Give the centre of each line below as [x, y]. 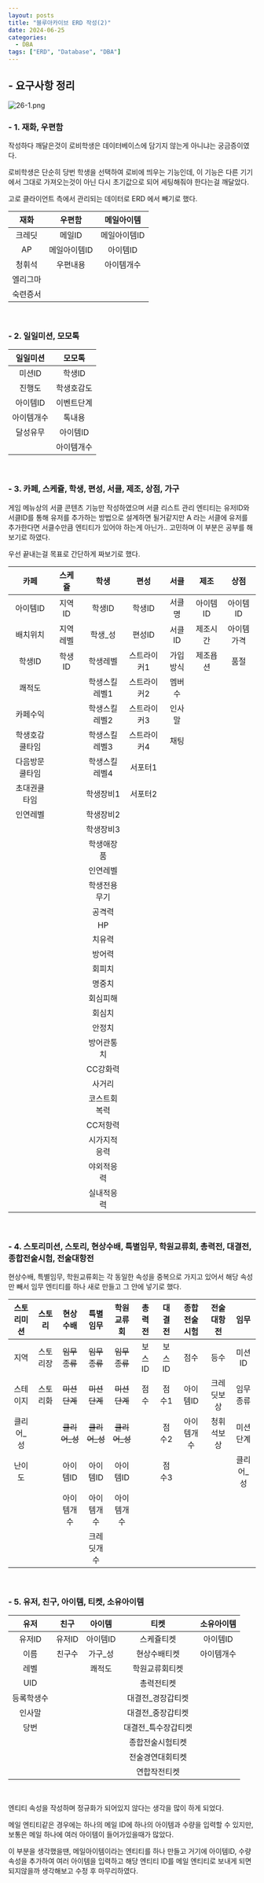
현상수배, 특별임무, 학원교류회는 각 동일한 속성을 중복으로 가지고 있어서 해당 [123, 1277]
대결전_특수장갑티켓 [158, 1728]
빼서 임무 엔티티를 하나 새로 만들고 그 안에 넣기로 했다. [99, 1287]
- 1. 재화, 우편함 [36, 127]
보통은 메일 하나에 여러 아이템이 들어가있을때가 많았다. [91, 1835]
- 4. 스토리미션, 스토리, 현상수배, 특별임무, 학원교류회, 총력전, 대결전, [130, 1246]
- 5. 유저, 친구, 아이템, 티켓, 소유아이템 [76, 1602]
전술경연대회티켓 [158, 1757]
